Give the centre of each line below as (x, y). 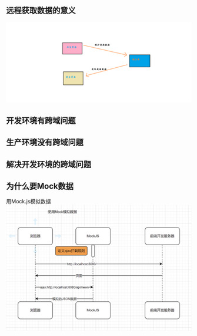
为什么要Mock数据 (40, 186)
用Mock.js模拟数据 (29, 202)
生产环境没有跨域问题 (45, 142)
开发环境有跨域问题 (41, 121)
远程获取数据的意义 (41, 11)
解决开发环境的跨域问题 (49, 164)
